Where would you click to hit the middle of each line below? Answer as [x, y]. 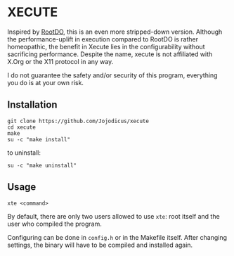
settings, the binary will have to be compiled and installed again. [100, 245]
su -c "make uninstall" [42, 165]
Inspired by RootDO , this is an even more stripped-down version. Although [115, 32]
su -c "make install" [39, 139]
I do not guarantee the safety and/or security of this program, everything [112, 75]
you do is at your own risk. [46, 82]
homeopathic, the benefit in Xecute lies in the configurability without [106, 46]
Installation [32, 105]
